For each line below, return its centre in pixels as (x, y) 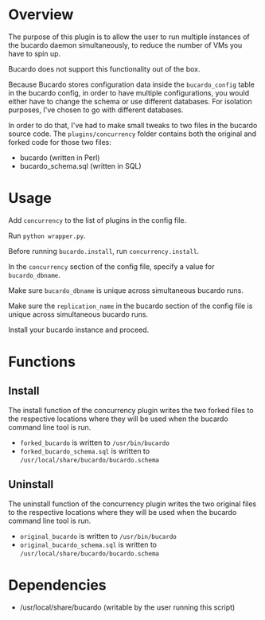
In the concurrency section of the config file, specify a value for (111, 266)
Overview (41, 15)
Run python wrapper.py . (47, 236)
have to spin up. (35, 53)
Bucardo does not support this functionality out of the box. (104, 68)
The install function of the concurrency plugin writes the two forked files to (131, 410)
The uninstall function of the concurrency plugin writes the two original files (132, 504)
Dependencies (57, 585)
